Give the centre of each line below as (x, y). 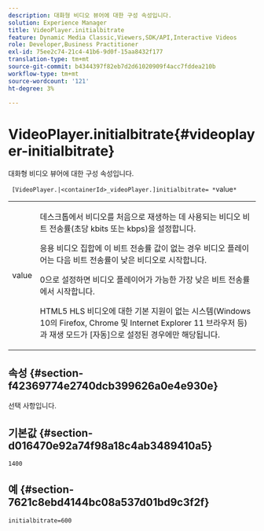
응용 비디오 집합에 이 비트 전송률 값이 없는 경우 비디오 (132, 248)
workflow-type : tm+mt (44, 74)
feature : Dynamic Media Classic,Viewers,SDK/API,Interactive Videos (123, 37)
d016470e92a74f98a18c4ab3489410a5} (110, 446)
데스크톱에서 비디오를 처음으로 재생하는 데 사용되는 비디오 (140, 217)
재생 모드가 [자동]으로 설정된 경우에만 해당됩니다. (134, 335)
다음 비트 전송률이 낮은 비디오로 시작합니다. (131, 260)
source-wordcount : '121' (49, 81)
